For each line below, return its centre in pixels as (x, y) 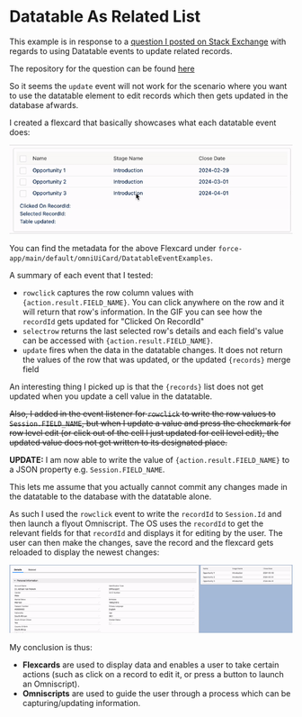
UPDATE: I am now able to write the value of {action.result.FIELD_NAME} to (150, 460)
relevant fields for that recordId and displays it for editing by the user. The (146, 533)
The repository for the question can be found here (102, 68)
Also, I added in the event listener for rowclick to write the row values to (142, 414)
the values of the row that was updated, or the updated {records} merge (156, 360)
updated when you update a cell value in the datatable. (111, 396)
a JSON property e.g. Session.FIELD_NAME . (87, 469)
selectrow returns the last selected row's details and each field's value (153, 331)
